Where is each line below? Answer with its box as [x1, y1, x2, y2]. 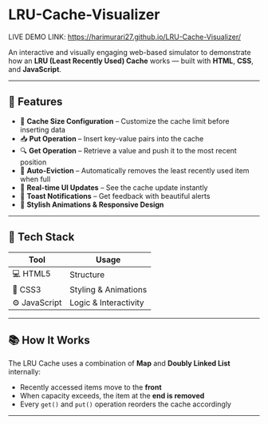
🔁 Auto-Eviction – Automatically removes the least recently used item [19, 165, 250, 175]
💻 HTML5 [12, 267, 51, 279]
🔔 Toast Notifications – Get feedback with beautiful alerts [19, 191, 211, 200]
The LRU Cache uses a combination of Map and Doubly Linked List [8, 359, 231, 368]
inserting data [19, 125, 66, 134]
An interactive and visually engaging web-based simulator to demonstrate [8, 47, 251, 57]
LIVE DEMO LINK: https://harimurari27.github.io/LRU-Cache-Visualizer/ [8, 32, 242, 42]
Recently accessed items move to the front [19, 382, 162, 392]
